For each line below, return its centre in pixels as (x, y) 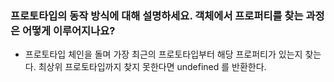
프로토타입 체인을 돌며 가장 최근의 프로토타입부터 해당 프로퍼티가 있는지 (163, 54)
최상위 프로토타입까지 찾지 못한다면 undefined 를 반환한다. (152, 67)
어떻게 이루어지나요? (68, 30)
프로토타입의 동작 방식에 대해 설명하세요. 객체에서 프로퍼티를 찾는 (157, 15)
